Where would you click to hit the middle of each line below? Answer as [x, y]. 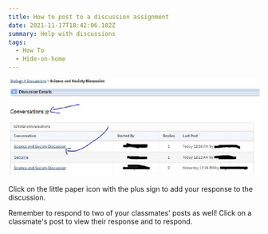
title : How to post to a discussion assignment [89, 17]
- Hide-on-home [41, 59]
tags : [17, 42]
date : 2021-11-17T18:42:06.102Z [62, 25]
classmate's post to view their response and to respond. [100, 222]
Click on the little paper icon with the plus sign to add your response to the [131, 189]
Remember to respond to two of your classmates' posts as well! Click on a [130, 213]
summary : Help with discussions [62, 34]
